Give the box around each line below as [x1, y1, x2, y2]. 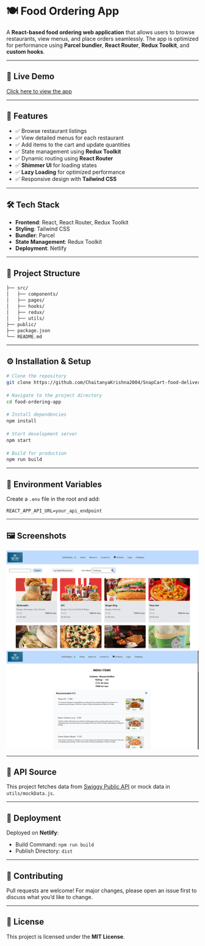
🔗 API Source [6, 767, 57, 777]
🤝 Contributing [6, 870, 63, 881]
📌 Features [6, 111, 48, 121]
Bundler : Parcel [15, 232, 55, 239]
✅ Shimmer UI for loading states [15, 162, 98, 169]
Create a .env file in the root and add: [6, 496, 101, 503]
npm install [6, 418, 37, 424]
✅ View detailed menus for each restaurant [15, 134, 124, 141]
